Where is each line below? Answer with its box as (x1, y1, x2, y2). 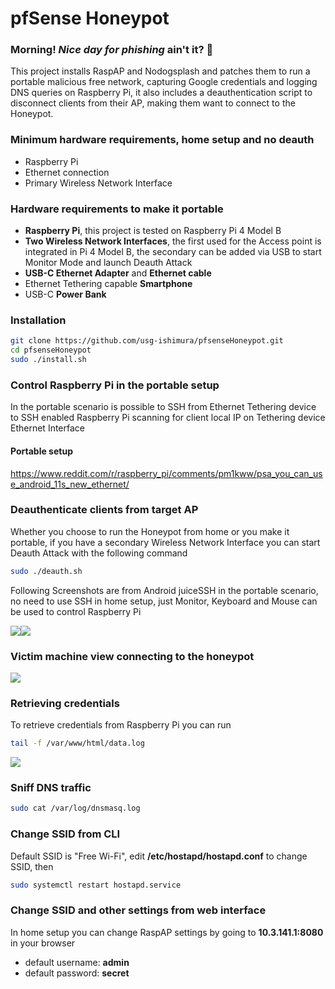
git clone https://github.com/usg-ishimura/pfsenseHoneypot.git (10, 336, 284, 346)
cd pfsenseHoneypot (10, 345, 92, 356)
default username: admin (24, 956, 130, 968)
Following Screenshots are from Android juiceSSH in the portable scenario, (10, 584, 319, 596)
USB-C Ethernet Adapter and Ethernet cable (24, 267, 212, 279)
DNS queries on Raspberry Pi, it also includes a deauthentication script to (10, 87, 313, 99)
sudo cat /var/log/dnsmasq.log (10, 803, 141, 814)
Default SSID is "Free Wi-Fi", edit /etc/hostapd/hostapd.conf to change (10, 850, 308, 862)
